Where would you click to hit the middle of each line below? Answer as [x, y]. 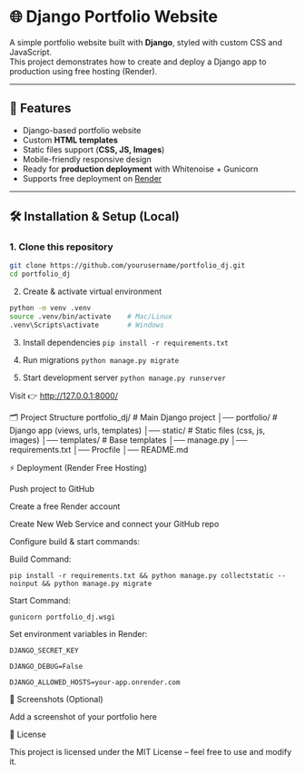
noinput [24, 583]
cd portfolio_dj [40, 274]
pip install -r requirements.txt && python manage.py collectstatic [142, 575]
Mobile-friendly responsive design [87, 159]
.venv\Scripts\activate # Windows [87, 325]
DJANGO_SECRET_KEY [44, 651]
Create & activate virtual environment [92, 291]
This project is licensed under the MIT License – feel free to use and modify [151, 751]
